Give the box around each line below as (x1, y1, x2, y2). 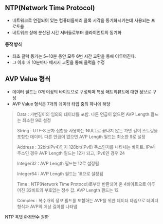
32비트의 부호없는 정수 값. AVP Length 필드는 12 (26, 187, 119, 193)
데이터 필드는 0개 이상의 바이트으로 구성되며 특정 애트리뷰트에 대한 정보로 (12, 88, 152, 94)
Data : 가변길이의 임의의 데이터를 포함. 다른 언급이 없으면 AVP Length (17, 111, 150, 117)
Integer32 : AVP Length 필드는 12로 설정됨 (17, 160, 99, 166)
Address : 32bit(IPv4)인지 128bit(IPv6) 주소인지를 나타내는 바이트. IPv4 (17, 144, 155, 150)
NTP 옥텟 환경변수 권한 (5, 214, 49, 220)
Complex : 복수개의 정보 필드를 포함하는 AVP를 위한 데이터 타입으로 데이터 (17, 197, 159, 203)
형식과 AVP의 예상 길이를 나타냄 (17, 204, 78, 209)
